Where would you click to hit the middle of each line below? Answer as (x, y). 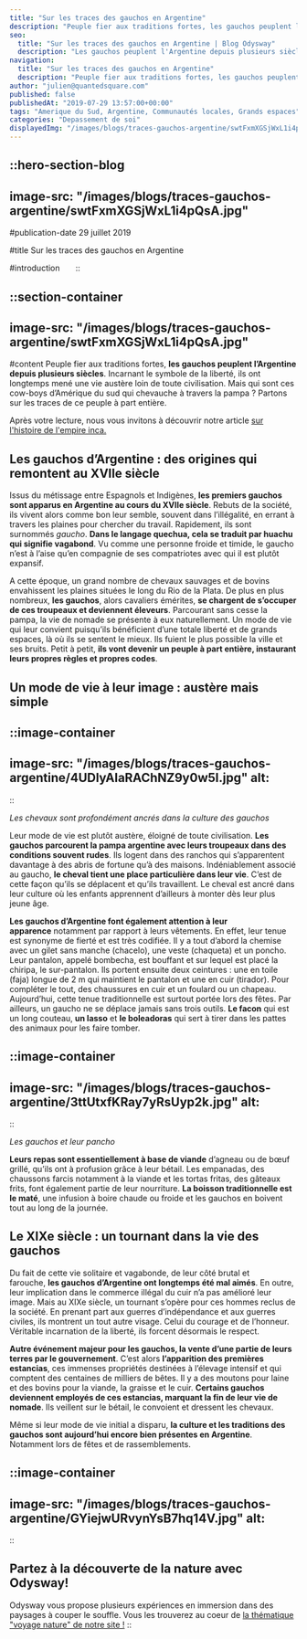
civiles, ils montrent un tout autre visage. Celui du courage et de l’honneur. (149, 1321)
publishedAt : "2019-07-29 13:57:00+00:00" (91, 103)
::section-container (66, 296)
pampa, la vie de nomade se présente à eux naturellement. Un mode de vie (151, 620)
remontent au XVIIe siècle (85, 473)
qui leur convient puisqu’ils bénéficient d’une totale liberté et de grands (143, 629)
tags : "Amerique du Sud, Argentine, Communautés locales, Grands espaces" (155, 111)
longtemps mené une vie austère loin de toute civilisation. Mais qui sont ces (152, 384)
